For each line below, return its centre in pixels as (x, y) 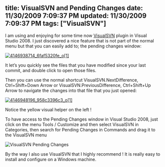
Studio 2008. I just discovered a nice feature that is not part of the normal (80, 41)
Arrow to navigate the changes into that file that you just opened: (71, 90)
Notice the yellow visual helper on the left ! (49, 109)
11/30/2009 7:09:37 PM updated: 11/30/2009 (76, 16)
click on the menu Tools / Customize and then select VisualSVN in (72, 124)
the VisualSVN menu (26, 135)
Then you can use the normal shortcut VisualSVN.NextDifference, (72, 80)
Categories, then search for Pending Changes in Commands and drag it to (80, 129)
